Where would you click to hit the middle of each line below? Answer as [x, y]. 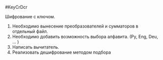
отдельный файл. [30, 31]
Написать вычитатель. [36, 47]
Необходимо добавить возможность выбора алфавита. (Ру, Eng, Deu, [85, 37]
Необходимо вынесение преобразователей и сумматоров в [75, 26]
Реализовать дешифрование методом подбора [61, 52]
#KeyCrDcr [16, 7]
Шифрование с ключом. [30, 16]
